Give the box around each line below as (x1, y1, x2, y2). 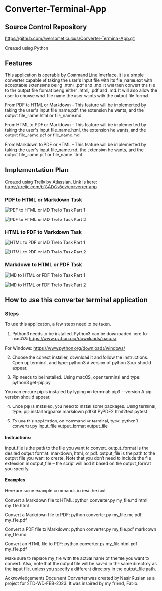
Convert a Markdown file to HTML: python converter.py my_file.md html (5, 497, 147, 503)
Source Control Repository (5, 23, 87, 31)
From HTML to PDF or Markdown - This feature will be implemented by (5, 121, 147, 127)
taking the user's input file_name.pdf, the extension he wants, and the (5, 107, 144, 113)
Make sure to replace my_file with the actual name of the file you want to (5, 555, 149, 561)
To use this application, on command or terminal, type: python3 (12, 418, 139, 424)
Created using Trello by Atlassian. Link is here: (5, 179, 98, 185)
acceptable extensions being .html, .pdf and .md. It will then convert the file (5, 82, 156, 88)
